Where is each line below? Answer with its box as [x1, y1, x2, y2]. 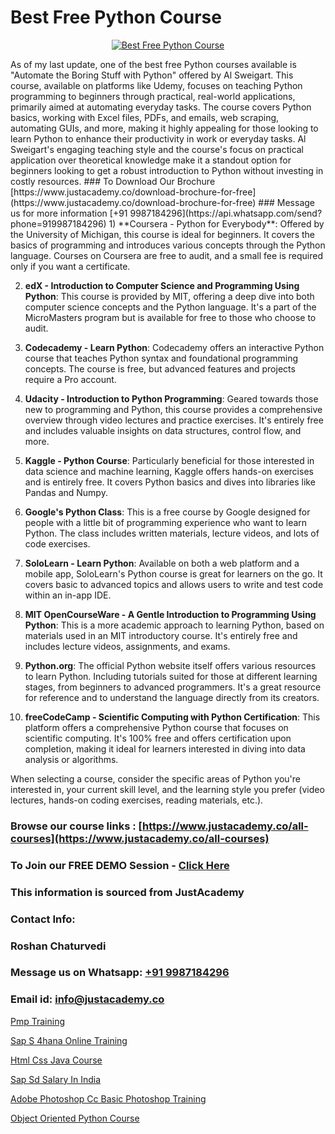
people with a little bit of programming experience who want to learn [24, 516, 308, 528]
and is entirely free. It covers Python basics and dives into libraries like [24, 476, 316, 488]
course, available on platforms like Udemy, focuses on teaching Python [10, 79, 303, 91]
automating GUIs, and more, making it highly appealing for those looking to [10, 122, 319, 134]
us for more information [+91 [10, 207, 128, 219]
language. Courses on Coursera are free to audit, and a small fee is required [10, 249, 323, 261]
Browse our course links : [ [10, 819, 143, 833]
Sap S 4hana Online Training [10, 1034, 128, 1046]
